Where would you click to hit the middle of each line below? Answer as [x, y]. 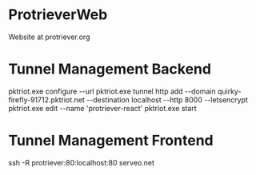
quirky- [229, 91]
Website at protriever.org [49, 37]
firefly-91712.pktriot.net [47, 99]
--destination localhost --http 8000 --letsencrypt [167, 99]
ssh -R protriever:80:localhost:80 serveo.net [81, 162]
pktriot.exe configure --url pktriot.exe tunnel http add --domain [112, 91]
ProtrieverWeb [58, 15]
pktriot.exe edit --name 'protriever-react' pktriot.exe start [103, 108]
